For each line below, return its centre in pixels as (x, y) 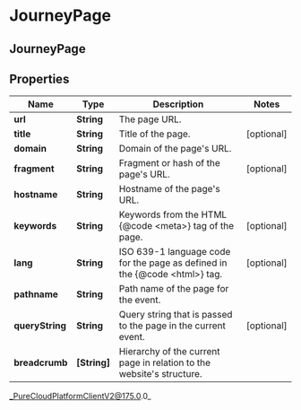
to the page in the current (172, 326)
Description (178, 104)
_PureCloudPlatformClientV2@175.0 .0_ (80, 397)
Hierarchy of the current (169, 352)
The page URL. (150, 119)
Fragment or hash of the (170, 163)
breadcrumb (41, 362)
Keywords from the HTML (173, 214)
